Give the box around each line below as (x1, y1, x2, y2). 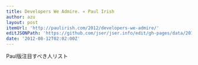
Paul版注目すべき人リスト (6, 53, 68, 59)
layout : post (6, 19, 38, 25)
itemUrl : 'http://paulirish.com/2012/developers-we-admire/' (6, 25, 160, 31)
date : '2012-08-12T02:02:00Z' (6, 36, 81, 42)
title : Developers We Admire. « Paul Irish (6, 8, 115, 15)
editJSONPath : (6, 30, 41, 36)
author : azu (6, 14, 35, 20)
